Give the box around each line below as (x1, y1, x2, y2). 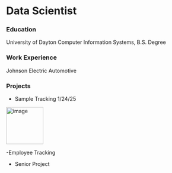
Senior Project (14, 161, 50, 168)
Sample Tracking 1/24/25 (14, 95, 77, 102)
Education (6, 25, 37, 34)
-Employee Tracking (6, 149, 56, 156)
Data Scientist (6, 4, 77, 18)
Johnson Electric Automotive (6, 67, 77, 74)
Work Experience (6, 53, 58, 62)
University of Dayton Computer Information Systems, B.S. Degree (6, 39, 166, 46)
